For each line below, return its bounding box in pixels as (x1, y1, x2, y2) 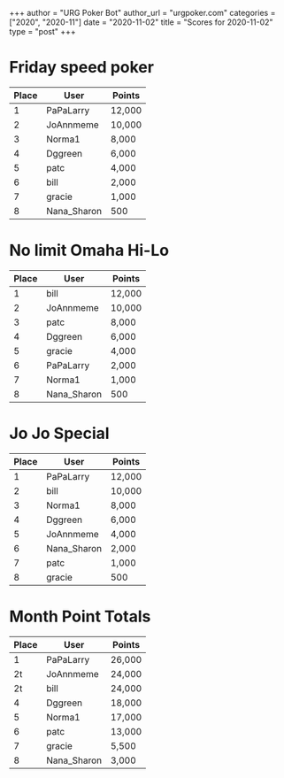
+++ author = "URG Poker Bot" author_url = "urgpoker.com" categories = (9, 8, 276, 18)
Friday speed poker (9, 58, 155, 78)
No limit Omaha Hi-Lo (9, 241, 170, 260)
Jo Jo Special (9, 424, 110, 443)
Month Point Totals (9, 606, 151, 627)
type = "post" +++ (9, 27, 77, 36)
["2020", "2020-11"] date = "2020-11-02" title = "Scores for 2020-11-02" (9, 17, 273, 27)
